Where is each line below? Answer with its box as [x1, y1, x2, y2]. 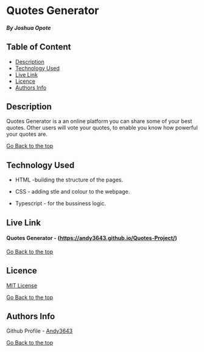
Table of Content [6, 42, 71, 52]
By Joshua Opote [6, 24, 51, 31]
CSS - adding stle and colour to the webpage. [15, 188, 130, 195]
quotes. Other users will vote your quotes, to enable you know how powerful [6, 124, 198, 132]
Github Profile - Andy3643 [6, 327, 73, 335]
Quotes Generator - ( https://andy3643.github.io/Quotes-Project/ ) [6, 234, 178, 242]
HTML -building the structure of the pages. [15, 176, 124, 183]
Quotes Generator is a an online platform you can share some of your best [6, 118, 192, 125]
